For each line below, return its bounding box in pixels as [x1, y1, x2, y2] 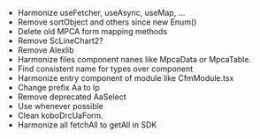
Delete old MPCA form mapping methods [17, 26, 168, 36]
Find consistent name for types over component [17, 63, 194, 74]
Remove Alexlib [17, 45, 74, 55]
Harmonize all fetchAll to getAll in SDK [17, 120, 157, 130]
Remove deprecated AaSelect [17, 91, 126, 102]
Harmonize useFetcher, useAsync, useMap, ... [17, 8, 186, 18]
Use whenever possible [17, 101, 104, 111]
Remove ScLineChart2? [17, 35, 103, 46]
